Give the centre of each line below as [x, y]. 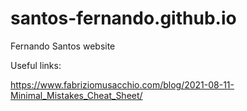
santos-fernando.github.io [123, 18]
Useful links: [36, 65]
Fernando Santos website [63, 46]
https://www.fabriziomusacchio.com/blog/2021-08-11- [122, 84]
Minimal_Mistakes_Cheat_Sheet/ [76, 95]
